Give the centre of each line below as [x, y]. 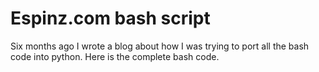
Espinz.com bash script [110, 18]
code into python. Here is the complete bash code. [115, 56]
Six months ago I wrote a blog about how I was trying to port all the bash [160, 46]
